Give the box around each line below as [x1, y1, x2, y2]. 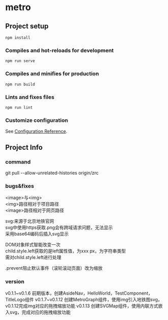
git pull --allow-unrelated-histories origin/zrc [5, 170, 99, 176]
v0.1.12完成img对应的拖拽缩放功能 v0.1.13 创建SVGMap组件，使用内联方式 [5, 303, 158, 309]
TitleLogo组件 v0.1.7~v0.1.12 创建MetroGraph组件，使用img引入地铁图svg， [5, 297, 162, 303]
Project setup [5, 22, 49, 30]
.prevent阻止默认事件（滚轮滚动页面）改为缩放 [5, 265, 103, 271]
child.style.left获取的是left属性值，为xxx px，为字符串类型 [5, 248, 126, 254]
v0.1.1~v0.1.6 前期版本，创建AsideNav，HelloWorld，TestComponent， [5, 290, 153, 296]
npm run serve [5, 58, 36, 63]
